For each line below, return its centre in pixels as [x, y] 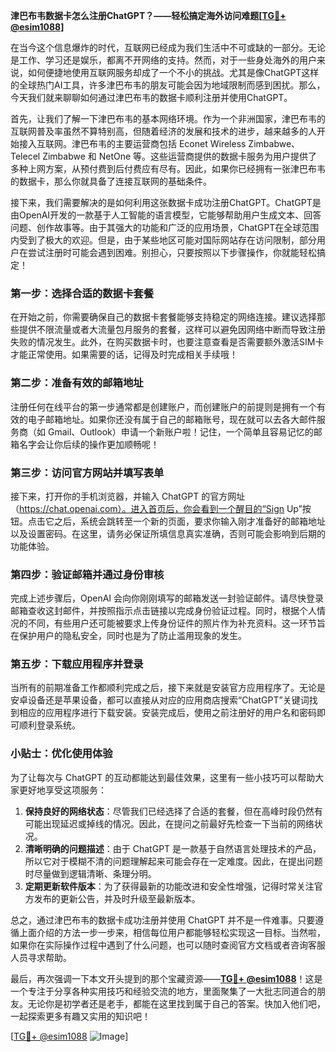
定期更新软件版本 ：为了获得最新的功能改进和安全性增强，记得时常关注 [169, 886]
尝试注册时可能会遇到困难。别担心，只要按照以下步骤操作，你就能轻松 [172, 252]
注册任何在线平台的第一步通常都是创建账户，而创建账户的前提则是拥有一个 [163, 406]
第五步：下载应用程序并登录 [77, 664]
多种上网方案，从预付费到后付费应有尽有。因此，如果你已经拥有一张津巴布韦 [168, 168]
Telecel [25, 156]
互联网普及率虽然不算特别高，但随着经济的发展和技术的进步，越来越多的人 [163, 131]
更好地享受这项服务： [62, 790]
